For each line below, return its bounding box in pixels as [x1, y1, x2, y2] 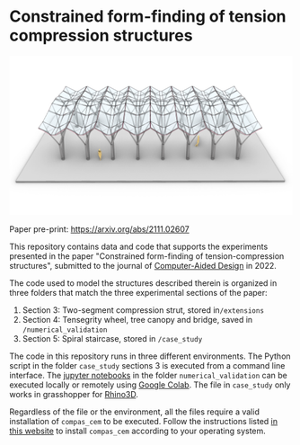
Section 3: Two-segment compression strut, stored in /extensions [22, 305, 265, 316]
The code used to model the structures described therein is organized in [9, 278, 278, 289]
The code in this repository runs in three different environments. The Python [9, 351, 291, 361]
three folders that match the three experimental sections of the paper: [9, 288, 268, 298]
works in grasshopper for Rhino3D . [9, 389, 139, 400]
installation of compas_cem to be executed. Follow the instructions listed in [9, 416, 278, 427]
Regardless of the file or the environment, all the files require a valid [9, 406, 260, 417]
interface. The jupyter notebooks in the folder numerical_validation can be [9, 370, 287, 381]
